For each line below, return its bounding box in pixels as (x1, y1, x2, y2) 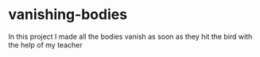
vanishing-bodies (8, 6, 128, 24)
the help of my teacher (8, 40, 83, 49)
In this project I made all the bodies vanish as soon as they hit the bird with (8, 32, 253, 41)
